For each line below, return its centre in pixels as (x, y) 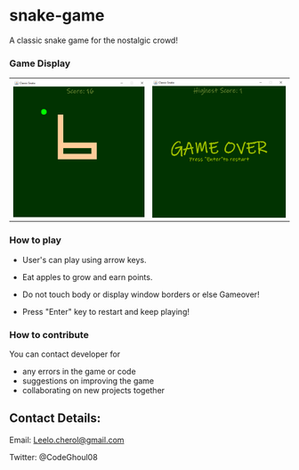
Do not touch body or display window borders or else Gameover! (141, 294)
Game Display (40, 63)
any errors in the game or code (79, 371)
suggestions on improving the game (88, 381)
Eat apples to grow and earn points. (87, 276)
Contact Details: (55, 419)
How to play (36, 240)
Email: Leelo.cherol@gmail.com (67, 440)
